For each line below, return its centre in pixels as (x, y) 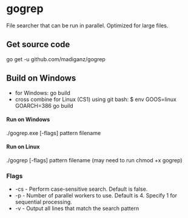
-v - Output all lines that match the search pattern (77, 208)
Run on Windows (28, 119)
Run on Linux (23, 147)
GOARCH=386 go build (44, 105)
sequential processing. (44, 202)
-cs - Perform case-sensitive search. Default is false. (81, 189)
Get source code (38, 45)
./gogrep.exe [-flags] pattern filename (54, 133)
